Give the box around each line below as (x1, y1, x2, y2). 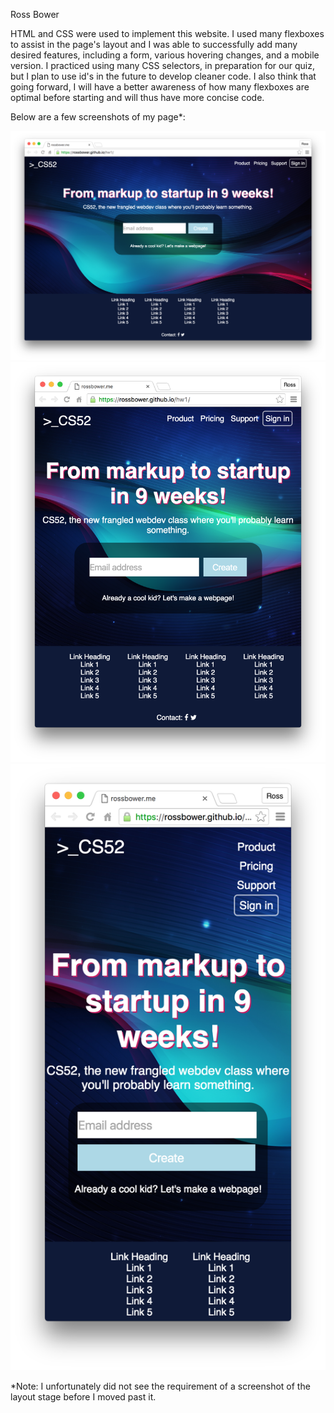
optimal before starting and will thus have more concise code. (10, 92, 265, 103)
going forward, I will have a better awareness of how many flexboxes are (10, 81, 310, 93)
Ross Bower (10, 9, 60, 20)
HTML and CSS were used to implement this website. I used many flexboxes (10, 28, 325, 39)
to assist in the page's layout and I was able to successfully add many (10, 39, 298, 50)
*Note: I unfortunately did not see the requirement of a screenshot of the (10, 1380, 311, 1393)
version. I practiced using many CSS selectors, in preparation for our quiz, (10, 60, 315, 71)
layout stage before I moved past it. (10, 1391, 157, 1403)
